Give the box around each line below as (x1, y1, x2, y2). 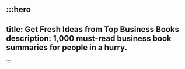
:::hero (6, 5, 31, 14)
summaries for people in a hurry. (6, 42, 127, 52)
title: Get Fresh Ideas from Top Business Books (6, 24, 180, 34)
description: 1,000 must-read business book (6, 33, 172, 43)
